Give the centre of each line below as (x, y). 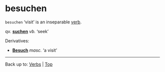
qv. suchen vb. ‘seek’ (27, 31)
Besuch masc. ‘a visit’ (35, 50)
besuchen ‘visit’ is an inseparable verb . (43, 22)
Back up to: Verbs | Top (29, 64)
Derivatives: (17, 41)
